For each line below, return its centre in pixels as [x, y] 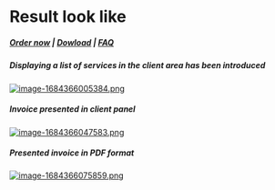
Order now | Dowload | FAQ [62, 42]
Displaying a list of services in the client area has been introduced [137, 65]
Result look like [68, 17]
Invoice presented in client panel [72, 109]
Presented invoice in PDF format [72, 153]
